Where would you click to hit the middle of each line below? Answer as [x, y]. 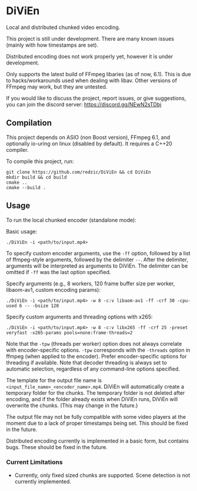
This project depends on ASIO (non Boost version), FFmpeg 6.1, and [88, 137]
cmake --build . [26, 187]
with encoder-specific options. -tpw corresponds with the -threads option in [98, 350]
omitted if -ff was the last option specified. [59, 272]
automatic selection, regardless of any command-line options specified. [93, 369]
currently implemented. [43, 481]
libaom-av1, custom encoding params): [54, 290]
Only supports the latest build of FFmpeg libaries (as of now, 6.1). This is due [98, 74]
